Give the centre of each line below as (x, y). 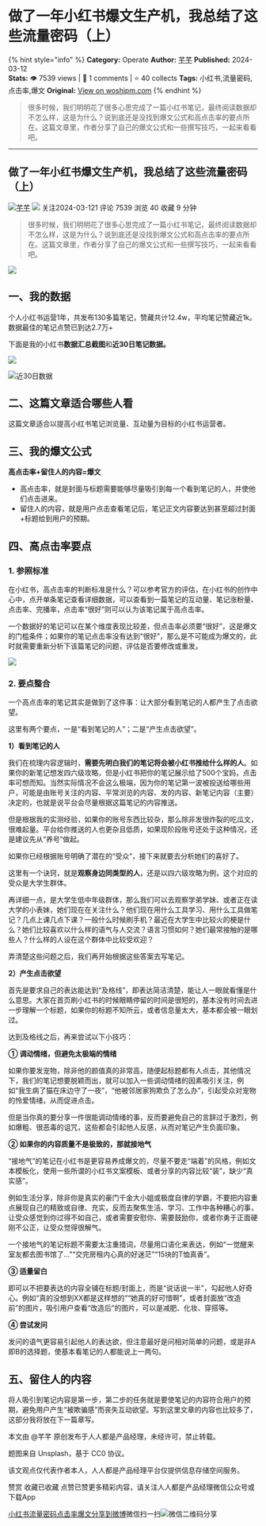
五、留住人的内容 (50, 1379)
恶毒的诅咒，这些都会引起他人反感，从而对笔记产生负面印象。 (143, 1127)
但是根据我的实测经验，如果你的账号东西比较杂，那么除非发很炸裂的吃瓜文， (133, 820)
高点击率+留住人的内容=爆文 (55, 472)
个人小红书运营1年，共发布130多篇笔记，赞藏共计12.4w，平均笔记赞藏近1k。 (133, 317)
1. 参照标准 (28, 570)
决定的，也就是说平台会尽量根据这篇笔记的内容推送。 (95, 802)
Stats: (19, 78)
